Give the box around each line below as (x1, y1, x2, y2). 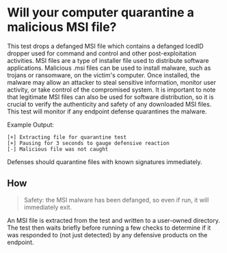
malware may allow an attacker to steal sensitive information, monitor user (7, 78, 217, 86)
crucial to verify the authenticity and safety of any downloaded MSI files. (7, 100, 212, 108)
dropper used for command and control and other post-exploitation (7, 49, 197, 57)
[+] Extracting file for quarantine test (7, 133, 127, 141)
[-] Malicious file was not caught (7, 146, 109, 152)
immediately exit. (23, 203, 72, 211)
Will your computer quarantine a (7, 5, 195, 21)
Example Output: (7, 120, 55, 129)
